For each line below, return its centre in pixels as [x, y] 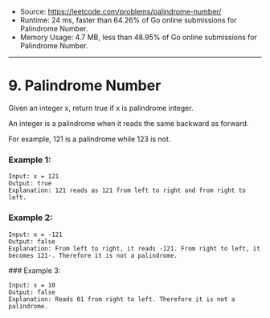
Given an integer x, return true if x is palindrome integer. [101, 108]
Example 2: [31, 218]
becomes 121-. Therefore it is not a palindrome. [93, 255]
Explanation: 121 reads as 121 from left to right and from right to [127, 191]
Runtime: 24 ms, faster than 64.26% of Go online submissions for [128, 20]
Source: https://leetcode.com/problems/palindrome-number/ [121, 12]
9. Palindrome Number [85, 86]
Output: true [30, 184]
